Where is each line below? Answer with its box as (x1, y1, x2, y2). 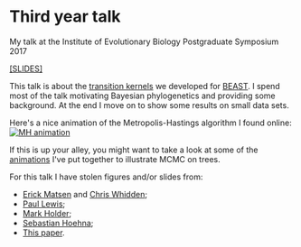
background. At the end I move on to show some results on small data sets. (9, 99, 289, 110)
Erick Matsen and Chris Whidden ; (22, 188, 147, 199)
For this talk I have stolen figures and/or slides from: (9, 171, 203, 182)
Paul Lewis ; (22, 198, 66, 209)
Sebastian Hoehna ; (22, 217, 94, 228)
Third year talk (9, 6, 121, 27)
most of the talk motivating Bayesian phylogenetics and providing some (9, 90, 276, 101)
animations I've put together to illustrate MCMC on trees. (9, 153, 221, 164)
